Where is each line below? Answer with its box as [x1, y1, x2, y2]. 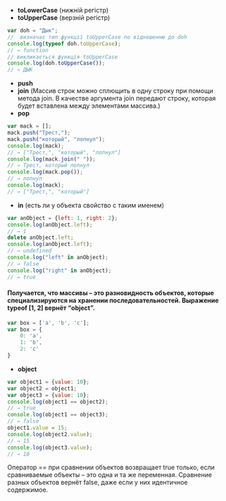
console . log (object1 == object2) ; [7, 398, 109, 405]
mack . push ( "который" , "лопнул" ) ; [7, 135, 106, 143]
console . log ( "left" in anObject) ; [7, 254, 109, 261]
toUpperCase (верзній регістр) [17, 13, 111, 22]
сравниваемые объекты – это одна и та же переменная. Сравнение [7, 471, 213, 479]
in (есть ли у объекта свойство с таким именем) [17, 201, 164, 209]
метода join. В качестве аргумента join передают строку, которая [17, 94, 216, 103]
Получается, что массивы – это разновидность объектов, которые [7, 289, 215, 297]
